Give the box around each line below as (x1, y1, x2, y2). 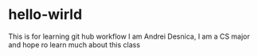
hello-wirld (8, 6, 83, 24)
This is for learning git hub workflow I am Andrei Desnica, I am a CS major (8, 32, 251, 41)
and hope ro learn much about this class (8, 39, 141, 49)
